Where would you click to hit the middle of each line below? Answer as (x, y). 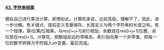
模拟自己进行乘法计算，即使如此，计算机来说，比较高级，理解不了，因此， (80, 19)
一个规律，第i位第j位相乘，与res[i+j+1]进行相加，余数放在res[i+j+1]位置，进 (81, 31)
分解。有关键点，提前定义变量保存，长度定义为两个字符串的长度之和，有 (86, 25)
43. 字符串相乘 (20, 7)
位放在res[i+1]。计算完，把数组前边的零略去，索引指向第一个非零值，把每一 (81, 37)
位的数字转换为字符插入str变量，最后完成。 (48, 43)
